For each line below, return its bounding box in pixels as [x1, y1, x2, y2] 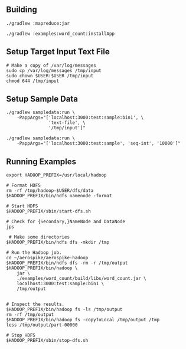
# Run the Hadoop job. [6, 250, 62, 256]
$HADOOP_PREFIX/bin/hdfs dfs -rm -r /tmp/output [6, 260, 128, 266]
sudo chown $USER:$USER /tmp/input [6, 73, 94, 79]
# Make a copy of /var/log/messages [6, 62, 96, 69]
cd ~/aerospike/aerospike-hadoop [6, 255, 89, 261]
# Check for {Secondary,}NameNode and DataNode [6, 218, 126, 225]
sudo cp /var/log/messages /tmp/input [6, 67, 102, 73]
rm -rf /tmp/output [6, 312, 54, 318]
